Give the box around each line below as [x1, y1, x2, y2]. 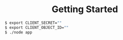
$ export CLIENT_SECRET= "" [5, 20, 62, 25]
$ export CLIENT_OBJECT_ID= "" [5, 25, 69, 30]
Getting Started [51, 4, 118, 15]
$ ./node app [5, 29, 33, 35]
